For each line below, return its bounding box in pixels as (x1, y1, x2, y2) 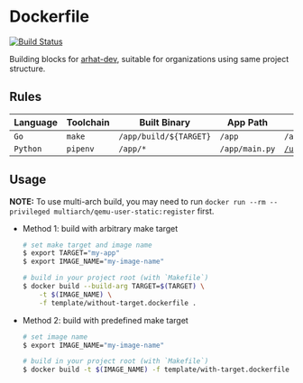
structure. (9, 63, 46, 74)
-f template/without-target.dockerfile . (39, 298, 197, 307)
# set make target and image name (22, 241, 152, 250)
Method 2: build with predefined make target (22, 315, 189, 325)
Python (14, 143, 42, 154)
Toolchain (66, 115, 110, 128)
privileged (9, 207, 50, 216)
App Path (226, 115, 269, 128)
